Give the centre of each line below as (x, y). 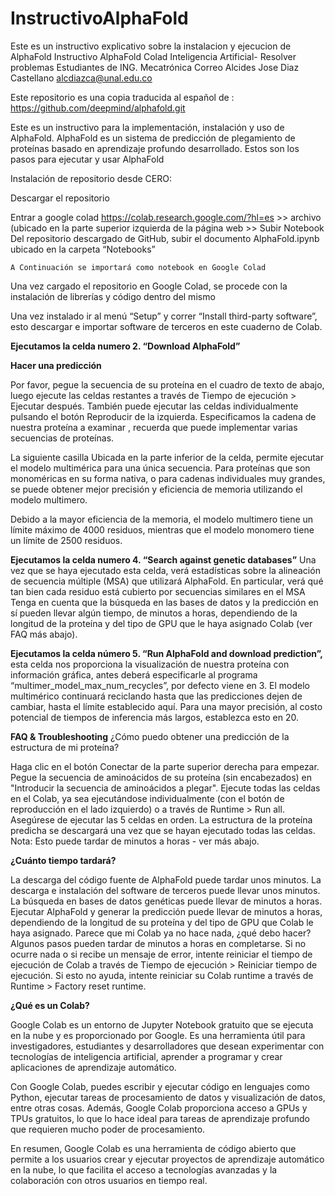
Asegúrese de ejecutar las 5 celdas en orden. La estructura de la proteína (161, 819)
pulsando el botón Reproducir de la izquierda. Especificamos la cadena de (163, 416)
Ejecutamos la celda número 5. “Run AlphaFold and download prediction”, (166, 653)
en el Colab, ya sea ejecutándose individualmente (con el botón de (147, 798)
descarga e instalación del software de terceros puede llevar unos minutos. (165, 890)
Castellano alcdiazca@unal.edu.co (81, 78)
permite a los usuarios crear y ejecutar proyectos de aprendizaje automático (167, 1159)
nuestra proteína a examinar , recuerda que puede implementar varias (154, 427)
